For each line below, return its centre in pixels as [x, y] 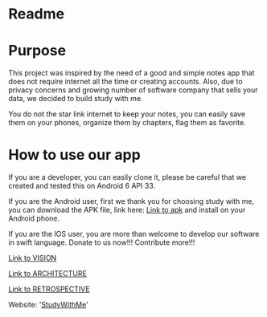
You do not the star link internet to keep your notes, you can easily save [127, 114]
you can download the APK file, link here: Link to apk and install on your [127, 210]
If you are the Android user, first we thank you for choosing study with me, [131, 201]
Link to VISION [33, 258]
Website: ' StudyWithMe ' [48, 305]
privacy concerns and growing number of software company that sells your [133, 90]
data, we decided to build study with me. [76, 99]
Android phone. [34, 218]
